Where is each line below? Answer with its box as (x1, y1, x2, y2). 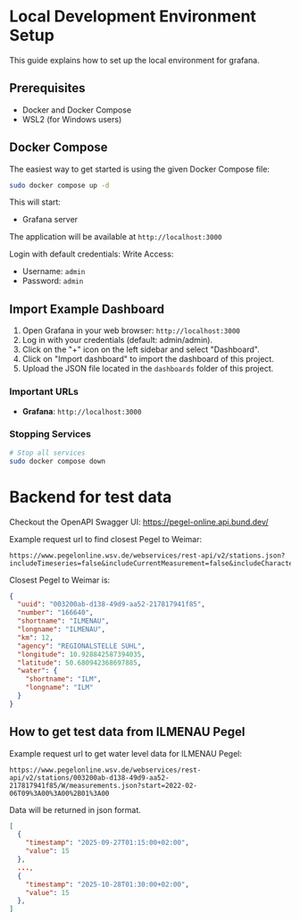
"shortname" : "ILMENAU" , (17, 616, 110, 626)
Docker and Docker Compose (21, 105, 132, 115)
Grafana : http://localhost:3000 (21, 406, 142, 416)
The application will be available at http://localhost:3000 (9, 231, 222, 242)
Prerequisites (9, 80, 86, 96)
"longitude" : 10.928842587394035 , (17, 649, 146, 658)
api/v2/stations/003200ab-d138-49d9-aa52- (9, 773, 170, 783)
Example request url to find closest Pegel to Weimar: (9, 533, 203, 544)
